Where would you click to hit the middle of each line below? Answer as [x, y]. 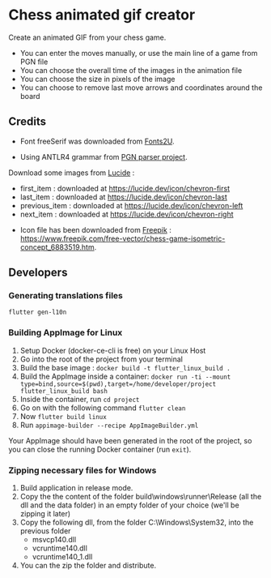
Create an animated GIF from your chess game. [87, 37]
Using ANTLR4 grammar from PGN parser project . [104, 156]
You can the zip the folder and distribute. [88, 566]
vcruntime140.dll [59, 548]
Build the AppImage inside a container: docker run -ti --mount [125, 376]
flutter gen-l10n [38, 313]
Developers [38, 273]
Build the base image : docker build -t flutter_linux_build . [125, 367]
